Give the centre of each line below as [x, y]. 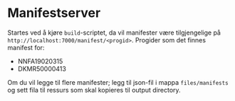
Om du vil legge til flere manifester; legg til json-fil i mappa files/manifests [118, 82]
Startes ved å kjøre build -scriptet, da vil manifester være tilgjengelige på [114, 32]
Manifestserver [54, 13]
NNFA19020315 [40, 61]
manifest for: [26, 47]
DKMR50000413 [42, 69]
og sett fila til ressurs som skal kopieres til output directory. [94, 90]
